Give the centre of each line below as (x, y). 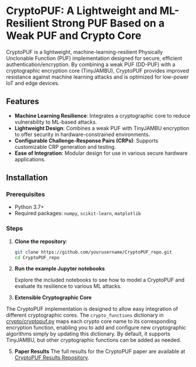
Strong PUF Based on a (108, 23)
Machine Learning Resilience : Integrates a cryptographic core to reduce (102, 115)
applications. (30, 159)
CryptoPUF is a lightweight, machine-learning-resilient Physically (85, 52)
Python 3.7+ (29, 207)
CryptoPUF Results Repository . (52, 358)
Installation (27, 178)
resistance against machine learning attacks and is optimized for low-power (97, 77)
